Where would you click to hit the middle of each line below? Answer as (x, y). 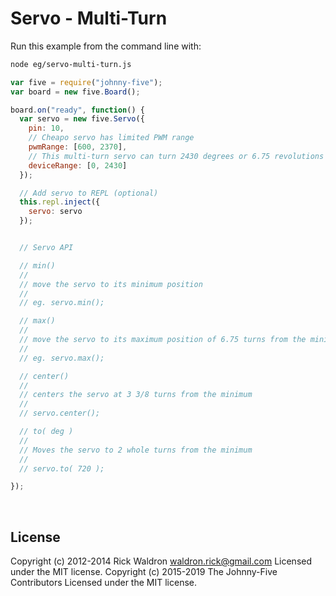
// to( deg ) (46, 432)
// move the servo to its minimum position (111, 284)
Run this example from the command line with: (106, 46)
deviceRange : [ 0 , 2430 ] (78, 165)
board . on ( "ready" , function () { (77, 110)
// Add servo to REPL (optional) (89, 193)
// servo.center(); (60, 413)
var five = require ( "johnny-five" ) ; (86, 82)
